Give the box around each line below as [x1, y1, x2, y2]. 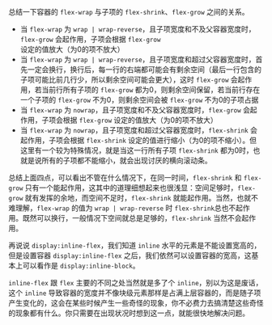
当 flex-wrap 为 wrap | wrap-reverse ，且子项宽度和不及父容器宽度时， [19, 24, 257, 34]
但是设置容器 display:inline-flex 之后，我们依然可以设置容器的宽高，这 [8, 251, 252, 260]
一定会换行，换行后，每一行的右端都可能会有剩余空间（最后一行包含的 [27, 65, 261, 74]
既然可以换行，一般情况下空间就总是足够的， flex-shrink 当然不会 [22, 213, 242, 222]
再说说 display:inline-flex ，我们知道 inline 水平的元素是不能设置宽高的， [8, 241, 261, 250]
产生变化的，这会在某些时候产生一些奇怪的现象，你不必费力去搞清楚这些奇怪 [8, 298, 264, 307]
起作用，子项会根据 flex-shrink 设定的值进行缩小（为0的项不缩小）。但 [19, 136, 257, 145]
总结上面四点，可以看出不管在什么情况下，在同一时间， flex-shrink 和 [8, 173, 242, 182]
